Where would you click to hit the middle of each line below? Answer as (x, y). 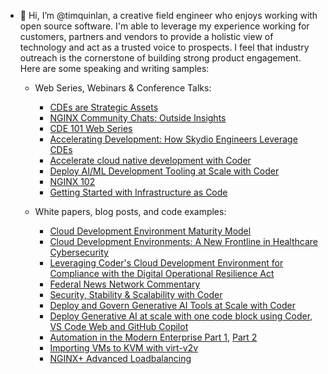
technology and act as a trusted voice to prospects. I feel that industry (164, 47)
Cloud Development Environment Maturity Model (150, 231)
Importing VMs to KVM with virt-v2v (124, 348)
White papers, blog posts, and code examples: (130, 211)
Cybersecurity (79, 252)
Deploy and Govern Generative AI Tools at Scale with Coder (172, 305)
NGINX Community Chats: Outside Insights (138, 118)
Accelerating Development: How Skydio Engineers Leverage (173, 139)
